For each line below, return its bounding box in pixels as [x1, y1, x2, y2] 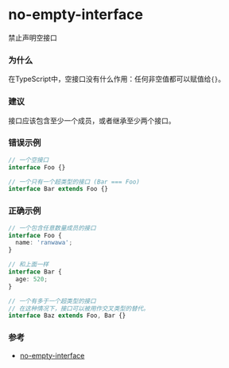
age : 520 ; [15, 275, 48, 283]
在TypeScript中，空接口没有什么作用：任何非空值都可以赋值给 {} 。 [8, 74, 226, 84]
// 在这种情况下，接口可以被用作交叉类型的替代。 [8, 304, 149, 312]
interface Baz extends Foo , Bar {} [8, 312, 126, 320]
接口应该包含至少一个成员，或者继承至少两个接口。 [8, 115, 176, 125]
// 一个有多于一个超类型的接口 [8, 296, 97, 305]
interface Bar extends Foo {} [8, 185, 109, 193]
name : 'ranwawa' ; [15, 238, 73, 247]
